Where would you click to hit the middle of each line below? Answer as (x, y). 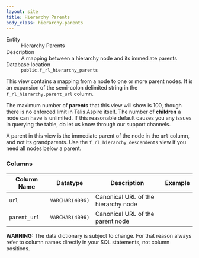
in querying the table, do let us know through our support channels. (88, 125)
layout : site (22, 12)
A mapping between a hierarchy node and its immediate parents (99, 58)
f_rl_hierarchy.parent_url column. (50, 94)
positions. (18, 248)
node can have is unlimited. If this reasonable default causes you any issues (99, 118)
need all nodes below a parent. (44, 148)
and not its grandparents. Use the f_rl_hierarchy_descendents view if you (96, 142)
